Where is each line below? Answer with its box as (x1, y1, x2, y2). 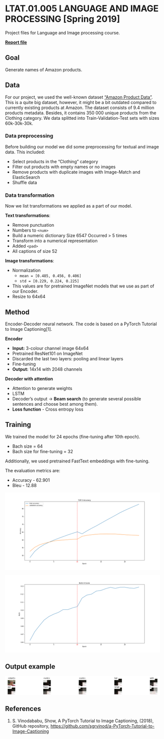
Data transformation (5, 192, 55, 199)
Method (5, 308, 30, 316)
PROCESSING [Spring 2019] (5, 13, 120, 25)
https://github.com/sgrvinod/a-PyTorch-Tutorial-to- (50, 723, 155, 729)
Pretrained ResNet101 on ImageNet (12, 351, 83, 356)
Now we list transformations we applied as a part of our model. (5, 203, 133, 209)
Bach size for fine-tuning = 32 (12, 448, 73, 454)
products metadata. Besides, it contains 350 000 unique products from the (5, 109, 157, 116)
